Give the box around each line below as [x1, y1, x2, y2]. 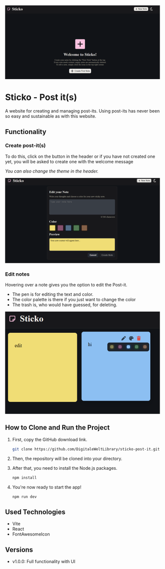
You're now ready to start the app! [12, 484, 82, 490]
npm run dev [12, 494, 37, 499]
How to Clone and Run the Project [5, 424, 110, 432]
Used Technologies [5, 508, 65, 516]
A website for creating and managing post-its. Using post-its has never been [5, 108, 160, 114]
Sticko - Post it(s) [5, 92, 78, 103]
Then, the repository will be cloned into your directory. [12, 455, 123, 461]
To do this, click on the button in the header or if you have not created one [5, 153, 156, 159]
